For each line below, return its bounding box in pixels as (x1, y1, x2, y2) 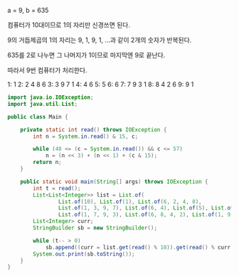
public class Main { (7, 113, 69, 120)
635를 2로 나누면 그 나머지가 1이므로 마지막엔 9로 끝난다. (7, 51, 166, 59)
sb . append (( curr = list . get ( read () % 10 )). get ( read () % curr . (45, 244, 234, 251)
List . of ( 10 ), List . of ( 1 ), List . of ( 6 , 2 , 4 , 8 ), (58, 198, 203, 205)
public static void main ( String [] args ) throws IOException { (20, 178, 208, 185)
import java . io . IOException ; (7, 94, 94, 101)
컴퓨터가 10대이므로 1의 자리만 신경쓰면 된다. (7, 21, 130, 29)
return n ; (33, 159, 62, 166)
